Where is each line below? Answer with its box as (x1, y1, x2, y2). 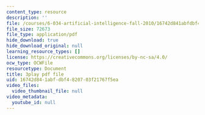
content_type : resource (6, 9, 67, 15)
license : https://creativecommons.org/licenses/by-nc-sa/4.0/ (6, 54, 168, 60)
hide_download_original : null (6, 43, 84, 49)
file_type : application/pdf (6, 32, 78, 38)
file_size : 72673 (6, 26, 51, 32)
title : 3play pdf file (6, 71, 64, 77)
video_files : (6, 83, 40, 89)
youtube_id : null (12, 99, 56, 105)
